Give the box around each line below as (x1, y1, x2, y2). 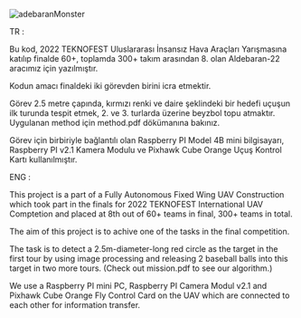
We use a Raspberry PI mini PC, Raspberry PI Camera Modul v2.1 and (9, 281, 268, 291)
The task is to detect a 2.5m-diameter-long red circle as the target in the (9, 244, 278, 254)
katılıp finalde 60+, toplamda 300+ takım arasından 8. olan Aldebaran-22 (9, 53, 280, 63)
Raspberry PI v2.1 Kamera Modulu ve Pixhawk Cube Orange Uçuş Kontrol (9, 145, 282, 155)
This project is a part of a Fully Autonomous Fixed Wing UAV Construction (9, 189, 285, 199)
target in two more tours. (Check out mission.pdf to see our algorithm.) (9, 263, 273, 274)
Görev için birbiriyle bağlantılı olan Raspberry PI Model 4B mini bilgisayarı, (9, 135, 285, 145)
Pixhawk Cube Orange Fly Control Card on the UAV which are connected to (9, 290, 290, 301)
